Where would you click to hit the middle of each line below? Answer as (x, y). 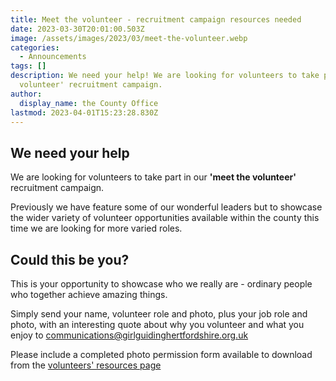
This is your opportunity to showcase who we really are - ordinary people (161, 284)
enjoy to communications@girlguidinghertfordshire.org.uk (129, 335)
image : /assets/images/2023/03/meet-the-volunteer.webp (129, 38)
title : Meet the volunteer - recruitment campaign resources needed (156, 19)
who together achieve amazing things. (89, 294)
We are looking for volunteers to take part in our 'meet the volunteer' (153, 177)
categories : (35, 47)
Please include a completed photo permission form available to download (161, 354)
